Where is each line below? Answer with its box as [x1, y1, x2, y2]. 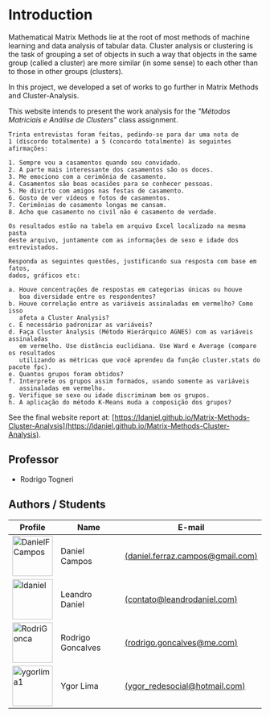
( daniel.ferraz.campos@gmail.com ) [124, 550, 258, 562]
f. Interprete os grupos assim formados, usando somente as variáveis [8, 377, 250, 385]
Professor [8, 453, 59, 466]
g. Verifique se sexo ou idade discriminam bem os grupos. [8, 391, 211, 400]
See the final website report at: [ [8, 412, 115, 422]
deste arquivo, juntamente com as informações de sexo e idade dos [8, 236, 239, 244]
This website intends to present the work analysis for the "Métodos [8, 106, 231, 116]
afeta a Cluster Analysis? [18, 313, 110, 321]
